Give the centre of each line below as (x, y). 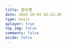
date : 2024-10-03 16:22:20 (33, 14)
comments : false (22, 33)
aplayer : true (20, 24)
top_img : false (21, 28)
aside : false (19, 38)
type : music (17, 19)
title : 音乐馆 (19, 10)
